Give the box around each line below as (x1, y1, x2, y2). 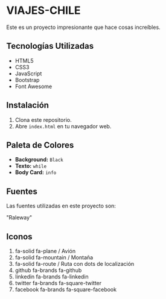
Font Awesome (14, 83, 53, 90)
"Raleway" (6, 214, 33, 221)
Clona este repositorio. (14, 116, 72, 124)
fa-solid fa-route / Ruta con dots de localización (14, 260, 135, 267)
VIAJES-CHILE (6, 4, 81, 17)
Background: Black (14, 156, 63, 163)
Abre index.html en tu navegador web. (14, 122, 112, 130)
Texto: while (14, 162, 47, 169)
